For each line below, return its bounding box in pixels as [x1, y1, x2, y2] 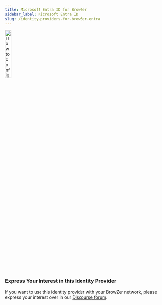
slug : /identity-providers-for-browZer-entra [5, 16, 100, 21]
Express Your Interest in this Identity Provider [5, 277, 117, 284]
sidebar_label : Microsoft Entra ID [5, 12, 79, 17]
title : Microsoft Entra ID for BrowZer [5, 7, 87, 12]
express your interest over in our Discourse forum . [5, 294, 108, 300]
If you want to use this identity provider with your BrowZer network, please [5, 289, 157, 295]
